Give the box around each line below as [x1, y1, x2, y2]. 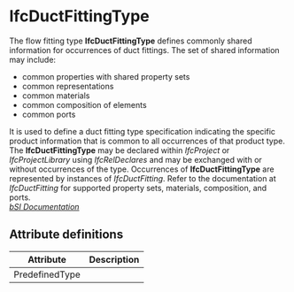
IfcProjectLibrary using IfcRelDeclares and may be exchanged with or [9, 154, 263, 165]
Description [89, 253, 140, 265]
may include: [9, 54, 56, 65]
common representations [21, 81, 114, 91]
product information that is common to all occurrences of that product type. [9, 135, 285, 146]
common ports [21, 109, 76, 119]
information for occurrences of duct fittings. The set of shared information [9, 44, 281, 55]
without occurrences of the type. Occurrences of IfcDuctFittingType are [9, 164, 275, 174]
